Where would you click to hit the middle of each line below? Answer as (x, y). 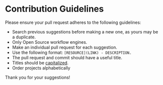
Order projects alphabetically (41, 68)
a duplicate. (24, 37)
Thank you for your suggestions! (38, 77)
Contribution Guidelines (54, 9)
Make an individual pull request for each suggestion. (65, 47)
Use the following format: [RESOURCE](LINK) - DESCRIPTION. (72, 52)
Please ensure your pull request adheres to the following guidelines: (73, 22)
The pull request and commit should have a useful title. (67, 57)
